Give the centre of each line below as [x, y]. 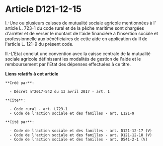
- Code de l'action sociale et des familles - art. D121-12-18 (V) [81, 135]
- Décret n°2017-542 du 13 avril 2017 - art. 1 [60, 91]
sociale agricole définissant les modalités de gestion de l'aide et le [73, 59]
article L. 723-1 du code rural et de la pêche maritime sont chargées [75, 28]
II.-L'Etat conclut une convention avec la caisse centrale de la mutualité [78, 54]
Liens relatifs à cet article [32, 73]
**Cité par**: [20, 122]
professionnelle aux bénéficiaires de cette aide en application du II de [76, 39]
